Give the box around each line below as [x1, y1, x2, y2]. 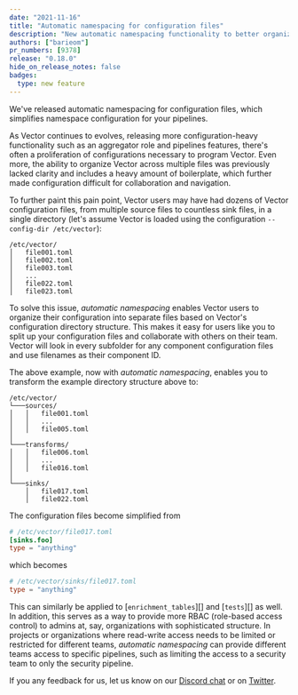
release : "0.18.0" [9, 54, 77, 63]
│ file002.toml [9, 255, 74, 265]
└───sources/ [9, 401, 58, 410]
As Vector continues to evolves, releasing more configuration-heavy [9, 130, 259, 140]
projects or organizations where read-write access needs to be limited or [9, 630, 276, 640]
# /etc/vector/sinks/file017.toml [9, 577, 137, 587]
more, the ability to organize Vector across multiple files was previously [9, 158, 271, 169]
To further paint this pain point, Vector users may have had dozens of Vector [9, 195, 289, 205]
